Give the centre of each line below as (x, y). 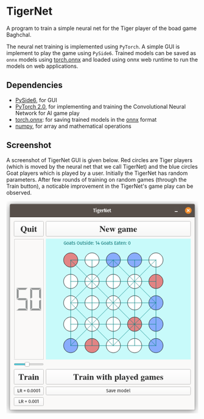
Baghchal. (19, 34)
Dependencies (34, 85)
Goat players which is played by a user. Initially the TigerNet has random (97, 173)
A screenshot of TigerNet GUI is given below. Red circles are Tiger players (100, 160)
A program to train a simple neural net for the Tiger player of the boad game (101, 28)
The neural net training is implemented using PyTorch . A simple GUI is (93, 46)
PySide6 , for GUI (36, 100)
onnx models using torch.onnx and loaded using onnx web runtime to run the (102, 59)
